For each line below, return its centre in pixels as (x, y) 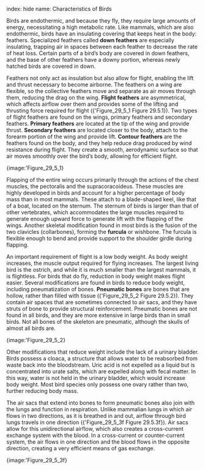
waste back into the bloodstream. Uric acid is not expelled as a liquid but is (101, 365)
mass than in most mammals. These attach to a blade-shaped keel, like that (102, 199)
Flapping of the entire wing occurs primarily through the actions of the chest (102, 180)
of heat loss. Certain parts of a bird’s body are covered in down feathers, (98, 53)
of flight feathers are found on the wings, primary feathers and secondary (99, 117)
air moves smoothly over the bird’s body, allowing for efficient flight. (92, 156)
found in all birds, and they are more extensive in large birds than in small (99, 315)
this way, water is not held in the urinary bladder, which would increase (96, 378)
